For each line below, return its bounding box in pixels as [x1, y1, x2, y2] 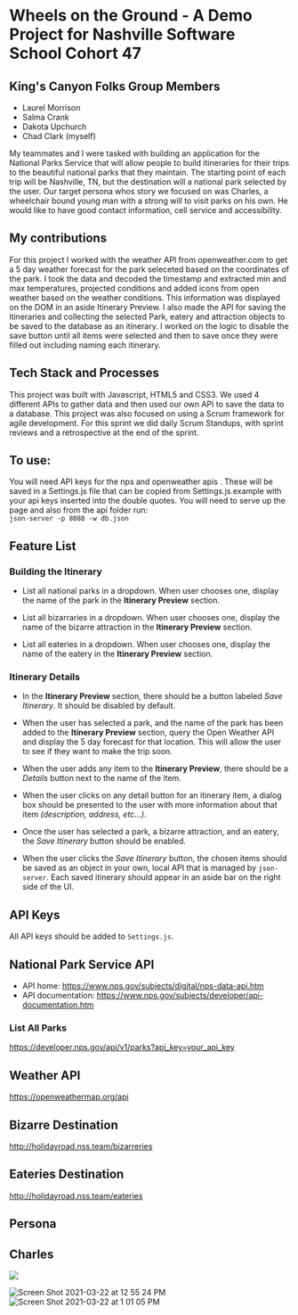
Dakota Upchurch [21, 121, 87, 132]
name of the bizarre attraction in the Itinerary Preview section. [21, 621, 253, 633]
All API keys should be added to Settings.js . [9, 931, 174, 941]
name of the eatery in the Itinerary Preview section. [21, 648, 213, 660]
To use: [9, 453, 52, 468]
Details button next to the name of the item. [21, 773, 182, 784]
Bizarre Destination [9, 1117, 118, 1132]
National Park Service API [9, 957, 155, 972]
